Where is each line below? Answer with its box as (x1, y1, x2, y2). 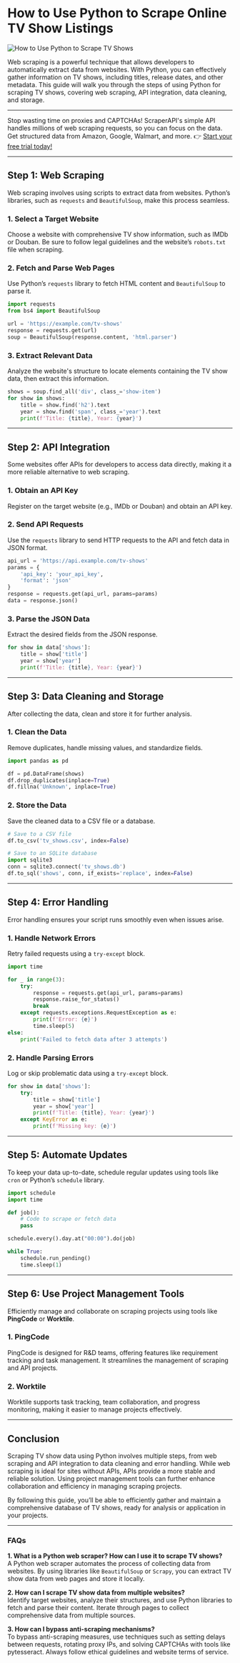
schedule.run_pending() (20, 1254, 91, 1262)
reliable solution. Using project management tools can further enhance (7, 1474, 216, 1483)
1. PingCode (7, 1332, 50, 1342)
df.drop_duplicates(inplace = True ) (7, 776, 111, 784)
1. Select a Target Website (7, 214, 99, 224)
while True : (7, 1248, 43, 1255)
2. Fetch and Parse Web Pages (7, 263, 115, 273)
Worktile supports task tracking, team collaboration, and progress (7, 1398, 201, 1407)
